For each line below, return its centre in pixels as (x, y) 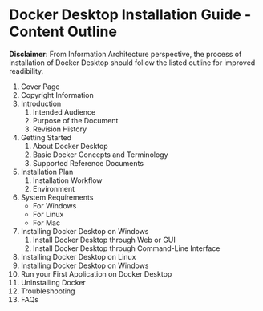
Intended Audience (64, 112)
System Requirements (57, 197)
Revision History (60, 129)
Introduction (41, 103)
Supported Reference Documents (88, 163)
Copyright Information (57, 95)
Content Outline (63, 32)
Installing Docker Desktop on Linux (78, 256)
